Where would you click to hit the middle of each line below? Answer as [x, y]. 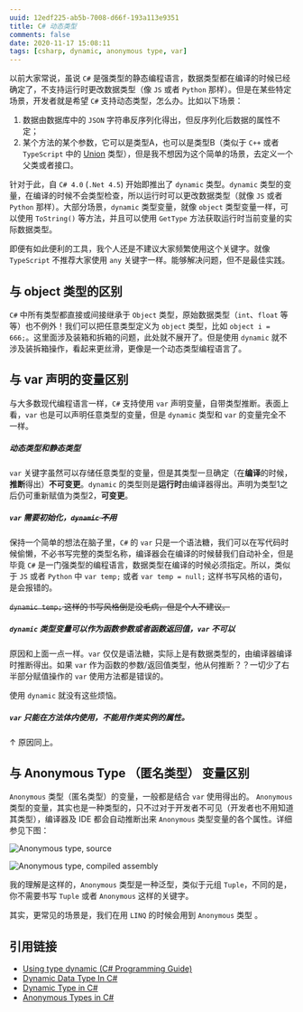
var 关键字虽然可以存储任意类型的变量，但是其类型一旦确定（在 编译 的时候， [151, 473]
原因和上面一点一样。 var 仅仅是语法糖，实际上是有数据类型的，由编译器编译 [151, 653]
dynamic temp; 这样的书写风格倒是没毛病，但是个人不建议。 [120, 606]
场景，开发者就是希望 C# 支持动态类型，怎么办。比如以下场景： [126, 101]
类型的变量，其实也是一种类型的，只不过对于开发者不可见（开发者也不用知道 [151, 808]
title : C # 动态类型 [43, 26]
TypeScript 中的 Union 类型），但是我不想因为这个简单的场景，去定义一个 [157, 154]
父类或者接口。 [50, 165]
